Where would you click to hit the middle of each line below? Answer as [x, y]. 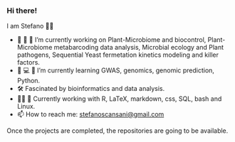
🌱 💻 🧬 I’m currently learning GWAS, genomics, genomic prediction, [116, 70]
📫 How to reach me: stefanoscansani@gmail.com [90, 114]
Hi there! [22, 11]
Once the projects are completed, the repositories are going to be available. [117, 131]
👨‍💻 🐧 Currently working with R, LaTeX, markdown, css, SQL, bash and [119, 99]
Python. [28, 81]
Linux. [26, 106]
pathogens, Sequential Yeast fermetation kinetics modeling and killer [117, 55]
